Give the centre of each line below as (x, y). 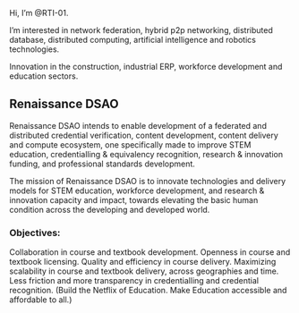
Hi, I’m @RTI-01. (39, 13)
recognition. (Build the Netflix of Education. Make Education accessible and (148, 291)
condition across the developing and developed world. (110, 209)
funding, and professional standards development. (102, 164)
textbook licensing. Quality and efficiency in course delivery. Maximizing (143, 262)
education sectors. (44, 76)
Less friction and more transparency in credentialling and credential (134, 281)
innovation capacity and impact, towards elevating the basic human (134, 199)
